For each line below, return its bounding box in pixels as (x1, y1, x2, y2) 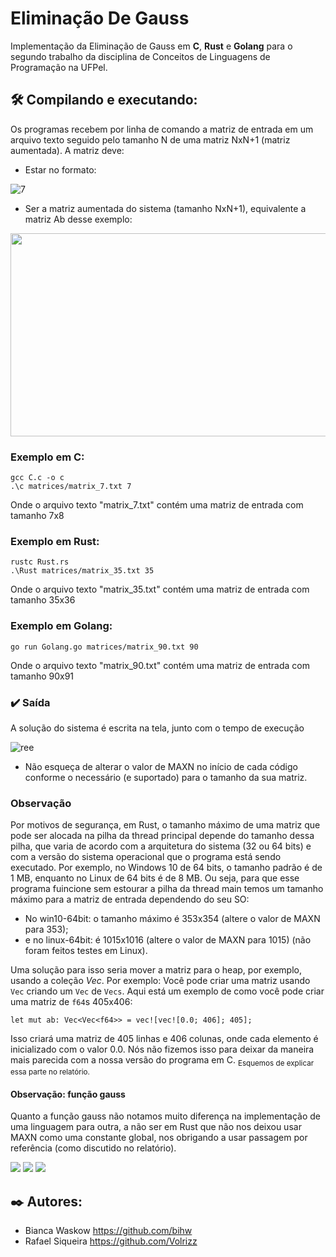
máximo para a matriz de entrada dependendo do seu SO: (10, 893, 250, 906)
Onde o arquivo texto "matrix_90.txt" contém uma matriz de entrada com (10, 659, 311, 671)
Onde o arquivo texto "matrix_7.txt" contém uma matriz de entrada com (10, 499, 304, 511)
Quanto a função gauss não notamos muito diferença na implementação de (10, 1110, 321, 1122)
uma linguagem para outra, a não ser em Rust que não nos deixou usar (10, 1121, 302, 1133)
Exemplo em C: (10, 450, 85, 464)
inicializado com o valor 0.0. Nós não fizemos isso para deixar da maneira (10, 1043, 315, 1056)
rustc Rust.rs (10, 557, 70, 567)
